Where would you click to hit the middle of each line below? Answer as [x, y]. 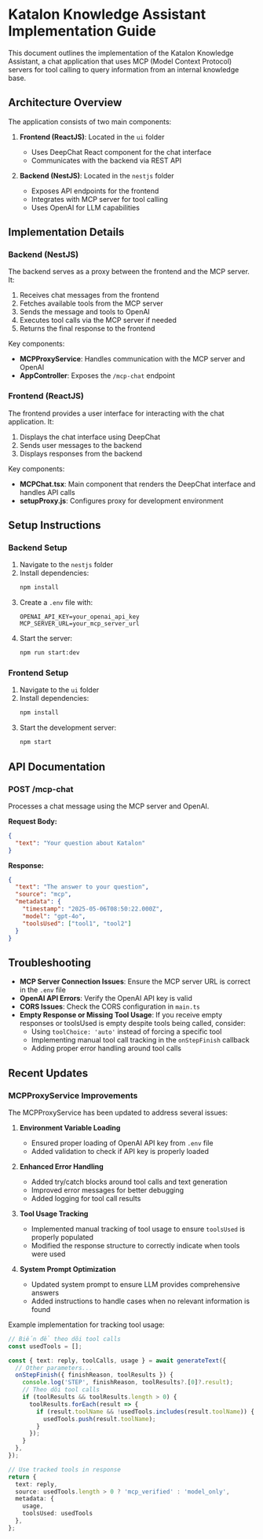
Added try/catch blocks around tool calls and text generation [129, 1182]
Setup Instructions [55, 525]
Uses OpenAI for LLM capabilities [85, 207]
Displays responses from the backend [81, 453]
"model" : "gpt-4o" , [54, 916]
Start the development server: [68, 727]
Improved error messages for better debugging [108, 1190]
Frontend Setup [38, 673]
